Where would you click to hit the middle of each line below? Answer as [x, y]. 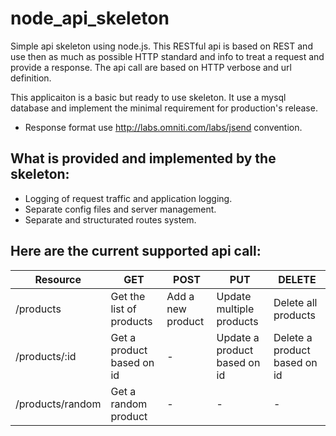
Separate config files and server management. [120, 209]
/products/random [58, 404]
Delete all [295, 302]
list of [123, 309]
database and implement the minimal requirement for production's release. [164, 108]
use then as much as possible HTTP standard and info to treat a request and [167, 56]
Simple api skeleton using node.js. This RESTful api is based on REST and [161, 46]
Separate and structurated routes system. [110, 219]
